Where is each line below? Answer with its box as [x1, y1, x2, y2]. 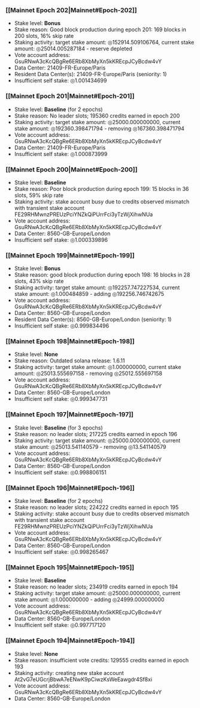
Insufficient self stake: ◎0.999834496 [14, 322, 109, 329]
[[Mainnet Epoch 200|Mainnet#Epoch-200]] [5, 165, 138, 173]
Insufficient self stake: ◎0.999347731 [14, 395, 108, 403]
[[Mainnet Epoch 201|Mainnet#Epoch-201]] [5, 92, 135, 100]
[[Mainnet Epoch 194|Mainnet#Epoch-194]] [5, 637, 135, 645]
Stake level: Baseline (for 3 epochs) [14, 424, 103, 431]
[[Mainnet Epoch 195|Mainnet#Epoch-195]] [5, 563, 135, 571]
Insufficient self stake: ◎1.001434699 [14, 77, 107, 84]
